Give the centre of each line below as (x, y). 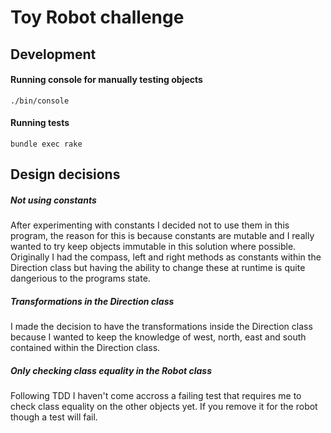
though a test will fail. (54, 417)
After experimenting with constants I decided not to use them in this (150, 225)
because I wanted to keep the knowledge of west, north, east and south (158, 337)
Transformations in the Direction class (92, 301)
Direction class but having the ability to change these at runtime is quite (158, 268)
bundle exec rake (46, 144)
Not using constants (53, 200)
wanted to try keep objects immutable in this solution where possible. (153, 247)
